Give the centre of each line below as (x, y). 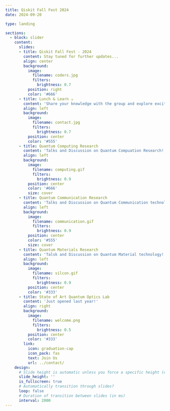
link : (29, 344)
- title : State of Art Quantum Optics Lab (64, 297)
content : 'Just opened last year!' (61, 302)
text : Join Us (42, 358)
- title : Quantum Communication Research (63, 198)
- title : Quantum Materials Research (58, 250)
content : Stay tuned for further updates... (71, 56)
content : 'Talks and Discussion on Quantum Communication (86, 203)
